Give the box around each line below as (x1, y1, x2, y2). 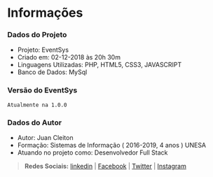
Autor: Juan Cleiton (17, 134, 74, 142)
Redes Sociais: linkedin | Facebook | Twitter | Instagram (24, 162, 187, 171)
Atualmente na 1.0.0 (7, 101, 68, 108)
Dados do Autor (7, 118, 62, 127)
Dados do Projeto (7, 30, 67, 40)
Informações (7, 5, 83, 21)
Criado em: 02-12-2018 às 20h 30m (17, 53, 121, 62)
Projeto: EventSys (17, 45, 69, 54)
